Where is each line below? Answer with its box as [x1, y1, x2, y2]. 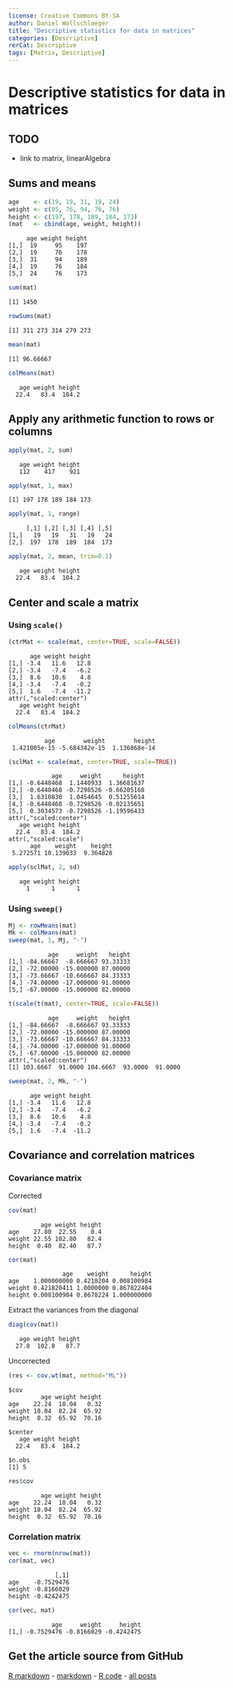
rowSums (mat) [8, 312, 52, 320]
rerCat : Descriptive [8, 42, 78, 50]
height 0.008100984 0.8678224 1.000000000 [8, 1291, 152, 1300]
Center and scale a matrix [8, 596, 139, 609]
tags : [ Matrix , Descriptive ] [8, 49, 106, 57]
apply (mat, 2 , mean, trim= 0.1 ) [8, 553, 113, 561]
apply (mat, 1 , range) [8, 510, 81, 518]
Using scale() [8, 620, 63, 631]
